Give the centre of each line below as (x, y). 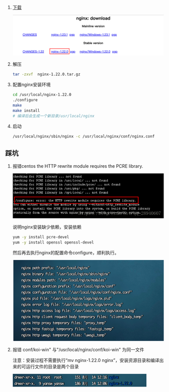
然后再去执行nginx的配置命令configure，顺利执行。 (66, 252)
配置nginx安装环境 (31, 85)
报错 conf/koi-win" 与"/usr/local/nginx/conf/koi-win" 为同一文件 (78, 350)
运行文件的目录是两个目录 (52, 367)
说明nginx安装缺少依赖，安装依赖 (47, 227)
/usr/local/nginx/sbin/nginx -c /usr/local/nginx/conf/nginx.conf (83, 136)
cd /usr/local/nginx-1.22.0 (42, 95)
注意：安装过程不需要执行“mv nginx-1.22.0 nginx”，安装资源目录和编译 (86, 360)
